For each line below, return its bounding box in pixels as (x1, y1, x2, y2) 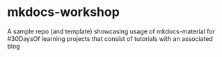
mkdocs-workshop (7, 4, 120, 20)
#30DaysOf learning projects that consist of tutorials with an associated (7, 34, 214, 42)
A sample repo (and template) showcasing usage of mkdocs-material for (7, 27, 216, 35)
